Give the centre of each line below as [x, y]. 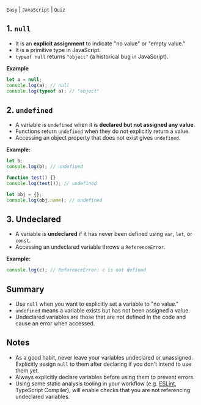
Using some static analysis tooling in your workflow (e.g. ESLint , [96, 384]
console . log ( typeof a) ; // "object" [53, 91]
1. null [19, 28]
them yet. [27, 370]
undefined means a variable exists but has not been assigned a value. [103, 310]
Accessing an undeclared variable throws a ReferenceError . [90, 247]
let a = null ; [24, 80]
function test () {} [31, 178]
